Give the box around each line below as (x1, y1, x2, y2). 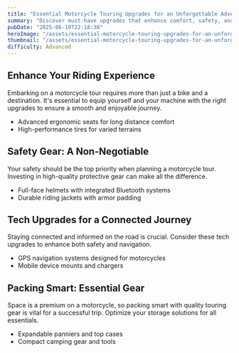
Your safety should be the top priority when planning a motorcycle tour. (7, 164, 216, 173)
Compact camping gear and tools (17, 337, 116, 346)
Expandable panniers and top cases (17, 330, 123, 338)
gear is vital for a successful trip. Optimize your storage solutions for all (7, 308, 217, 317)
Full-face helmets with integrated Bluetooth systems (17, 185, 171, 194)
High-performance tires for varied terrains (17, 125, 142, 134)
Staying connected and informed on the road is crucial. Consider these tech (7, 232, 230, 241)
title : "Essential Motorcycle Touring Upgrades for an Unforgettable (7, 10, 218, 18)
